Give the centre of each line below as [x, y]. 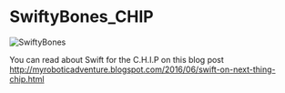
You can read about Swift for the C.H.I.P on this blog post [117, 59]
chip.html [27, 78]
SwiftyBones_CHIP [81, 17]
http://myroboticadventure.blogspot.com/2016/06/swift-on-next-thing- [142, 69]
